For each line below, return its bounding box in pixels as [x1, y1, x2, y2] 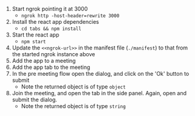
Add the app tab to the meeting [12, 63, 91, 71]
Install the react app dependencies [12, 18, 99, 25]
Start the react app [12, 31, 60, 38]
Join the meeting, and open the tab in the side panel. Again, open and [12, 90, 187, 96]
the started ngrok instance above [12, 51, 95, 57]
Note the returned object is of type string [21, 103, 126, 109]
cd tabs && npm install [21, 26, 82, 32]
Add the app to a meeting [12, 57, 76, 64]
